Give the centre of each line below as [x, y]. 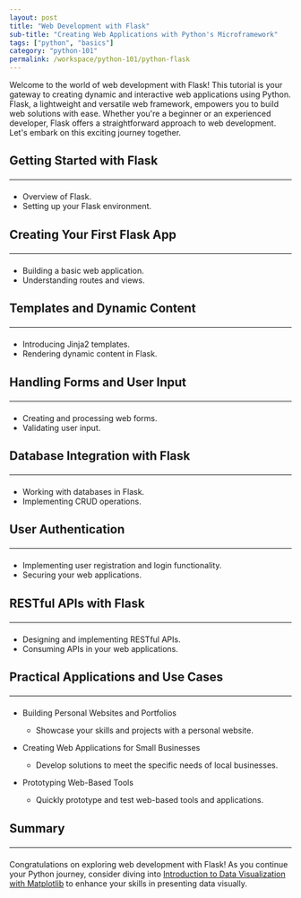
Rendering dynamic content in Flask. [90, 354]
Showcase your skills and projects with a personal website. [144, 731]
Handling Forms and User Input [98, 382]
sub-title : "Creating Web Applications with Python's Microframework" [144, 34]
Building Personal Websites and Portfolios [99, 713]
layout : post [34, 18]
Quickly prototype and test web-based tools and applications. [150, 800]
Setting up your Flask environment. [87, 207]
